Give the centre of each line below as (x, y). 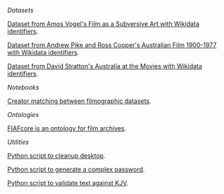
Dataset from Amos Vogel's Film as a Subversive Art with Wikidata (103, 24)
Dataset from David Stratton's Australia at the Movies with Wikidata (105, 66)
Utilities (18, 142)
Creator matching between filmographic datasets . (79, 101)
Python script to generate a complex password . (76, 169)
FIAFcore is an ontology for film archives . (67, 128)
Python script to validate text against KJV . (68, 183)
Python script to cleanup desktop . (56, 156)
